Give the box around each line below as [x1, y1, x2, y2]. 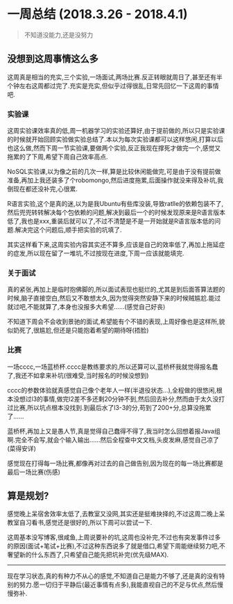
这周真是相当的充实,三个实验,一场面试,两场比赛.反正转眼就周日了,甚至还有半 [7, 72, 223, 81]
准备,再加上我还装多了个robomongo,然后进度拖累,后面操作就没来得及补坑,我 [7, 176, 224, 184]
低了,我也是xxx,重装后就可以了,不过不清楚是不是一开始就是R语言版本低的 [7, 217, 215, 225]
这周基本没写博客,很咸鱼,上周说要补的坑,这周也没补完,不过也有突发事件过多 [7, 533, 221, 541]
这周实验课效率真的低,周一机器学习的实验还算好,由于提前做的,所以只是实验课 [7, 127, 225, 135]
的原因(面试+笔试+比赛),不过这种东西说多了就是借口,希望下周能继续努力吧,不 [7, 542, 225, 550]
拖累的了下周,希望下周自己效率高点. [7, 152, 109, 161]
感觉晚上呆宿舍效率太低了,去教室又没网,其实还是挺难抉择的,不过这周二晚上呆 [7, 509, 225, 518]
